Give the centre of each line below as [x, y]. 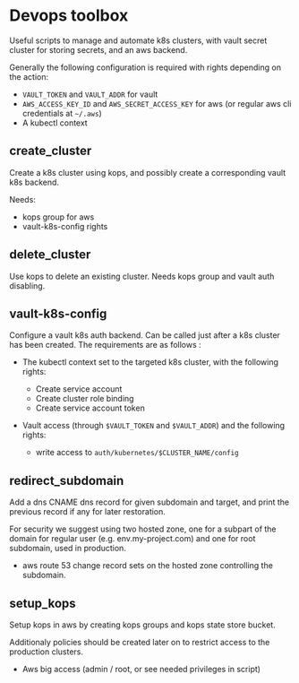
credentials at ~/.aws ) [62, 113]
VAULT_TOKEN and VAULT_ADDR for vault [90, 94]
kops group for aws [58, 217]
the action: [29, 76]
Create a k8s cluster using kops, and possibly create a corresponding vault [148, 172]
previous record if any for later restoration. [87, 512]
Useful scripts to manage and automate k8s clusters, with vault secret [138, 40]
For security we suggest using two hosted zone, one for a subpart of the [143, 529]
